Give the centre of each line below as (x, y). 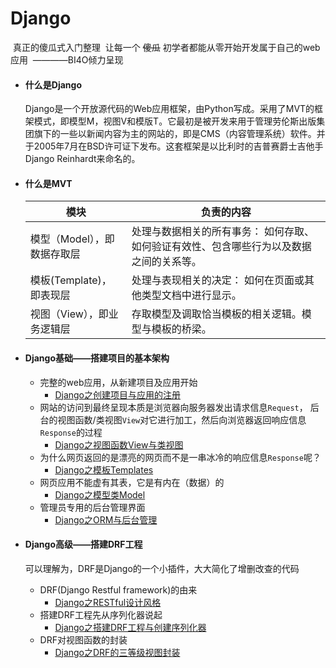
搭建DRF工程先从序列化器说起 (101, 614)
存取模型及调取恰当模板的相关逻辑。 (216, 314)
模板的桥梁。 (181, 329)
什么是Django (53, 84)
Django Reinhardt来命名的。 (82, 159)
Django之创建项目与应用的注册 (117, 394)
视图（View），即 (69, 314)
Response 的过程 (71, 432)
